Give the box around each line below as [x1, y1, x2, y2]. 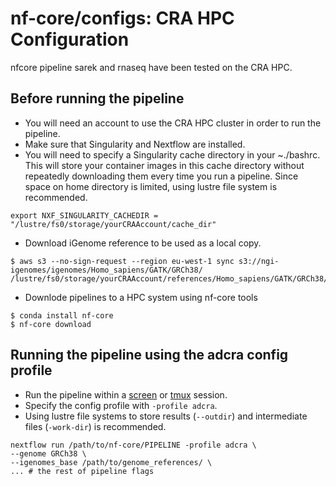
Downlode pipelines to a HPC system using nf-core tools [24, 291, 258, 303]
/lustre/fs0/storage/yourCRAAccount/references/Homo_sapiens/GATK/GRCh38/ [10, 273, 329, 284]
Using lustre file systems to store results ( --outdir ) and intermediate [24, 410, 308, 422]
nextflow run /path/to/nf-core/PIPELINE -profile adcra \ [10, 440, 257, 450]
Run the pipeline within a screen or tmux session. [24, 388, 228, 401]
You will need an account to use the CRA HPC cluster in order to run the [24, 117, 322, 129]
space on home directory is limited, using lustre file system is [24, 180, 278, 192]
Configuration [10, 28, 130, 51]
